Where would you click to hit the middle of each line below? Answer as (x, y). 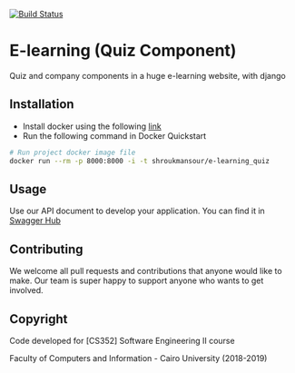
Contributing (46, 249)
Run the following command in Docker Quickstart (114, 135)
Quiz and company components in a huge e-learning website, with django (147, 75)
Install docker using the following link (92, 126)
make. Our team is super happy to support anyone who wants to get (137, 280)
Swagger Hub (35, 221)
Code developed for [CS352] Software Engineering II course (122, 340)
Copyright (39, 319)
